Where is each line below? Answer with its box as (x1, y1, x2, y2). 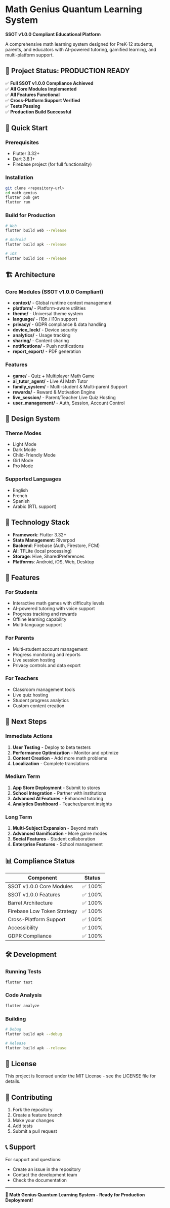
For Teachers (5, 675, 39, 682)
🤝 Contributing (5, 1093, 53, 1102)
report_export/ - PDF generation (12, 348, 81, 354)
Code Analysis (5, 991, 42, 999)
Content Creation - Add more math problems (12, 755, 108, 761)
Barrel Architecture (8, 899, 53, 906)
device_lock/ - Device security (12, 327, 77, 333)
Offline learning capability (12, 616, 67, 622)
